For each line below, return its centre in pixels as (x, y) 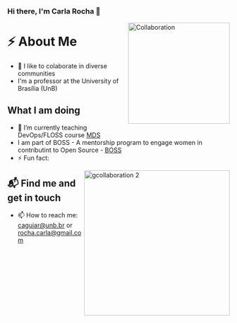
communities (36, 73)
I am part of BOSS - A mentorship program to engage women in (110, 142)
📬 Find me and (42, 183)
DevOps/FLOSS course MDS (59, 135)
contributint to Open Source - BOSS (69, 150)
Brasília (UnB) (37, 88)
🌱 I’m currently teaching (52, 127)
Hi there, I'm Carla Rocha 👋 (54, 11)
